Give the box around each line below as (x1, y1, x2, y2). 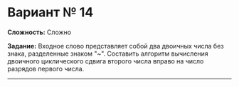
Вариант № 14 (7, 4, 94, 21)
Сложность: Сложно (7, 28, 72, 36)
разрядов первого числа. (7, 64, 85, 73)
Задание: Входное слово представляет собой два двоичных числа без (7, 41, 224, 50)
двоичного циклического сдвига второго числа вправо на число (7, 56, 204, 65)
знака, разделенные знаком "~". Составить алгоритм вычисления (7, 49, 208, 58)
